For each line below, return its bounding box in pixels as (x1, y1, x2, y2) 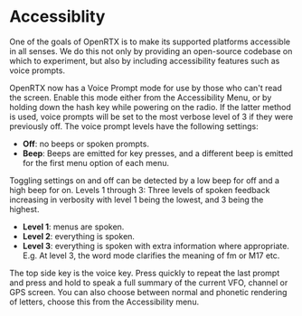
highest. (9, 203, 40, 214)
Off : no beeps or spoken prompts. (22, 138, 149, 149)
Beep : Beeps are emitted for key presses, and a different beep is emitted (22, 147, 294, 159)
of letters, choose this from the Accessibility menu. (9, 296, 200, 307)
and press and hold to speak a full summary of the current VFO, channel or (9, 277, 288, 288)
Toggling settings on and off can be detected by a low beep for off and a (9, 174, 280, 186)
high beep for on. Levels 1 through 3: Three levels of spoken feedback (9, 184, 270, 195)
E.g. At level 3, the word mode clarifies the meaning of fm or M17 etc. (22, 250, 280, 261)
